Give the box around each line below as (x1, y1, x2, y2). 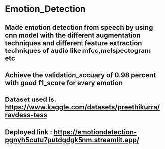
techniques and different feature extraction (5, 39, 142, 47)
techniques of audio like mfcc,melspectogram (5, 46, 151, 55)
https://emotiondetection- (53, 128, 137, 136)
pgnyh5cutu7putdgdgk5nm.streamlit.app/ (5, 135, 140, 144)
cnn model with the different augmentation (5, 31, 141, 39)
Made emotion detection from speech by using (5, 23, 153, 32)
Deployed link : (5, 128, 52, 136)
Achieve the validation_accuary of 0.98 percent (5, 71, 156, 79)
